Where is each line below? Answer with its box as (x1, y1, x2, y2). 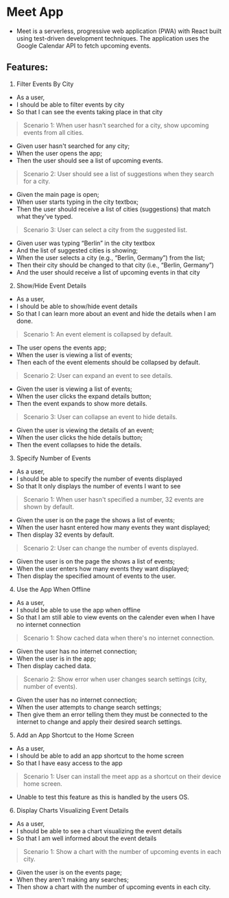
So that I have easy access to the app (16, 758, 123, 767)
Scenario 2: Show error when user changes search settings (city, (23, 675, 207, 683)
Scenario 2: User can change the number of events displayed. (23, 544, 199, 552)
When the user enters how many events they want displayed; (16, 564, 189, 573)
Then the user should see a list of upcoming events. (16, 156, 163, 164)
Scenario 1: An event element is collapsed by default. (23, 330, 173, 338)
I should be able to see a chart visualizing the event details (16, 826, 182, 835)
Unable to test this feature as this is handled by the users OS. (16, 793, 189, 801)
